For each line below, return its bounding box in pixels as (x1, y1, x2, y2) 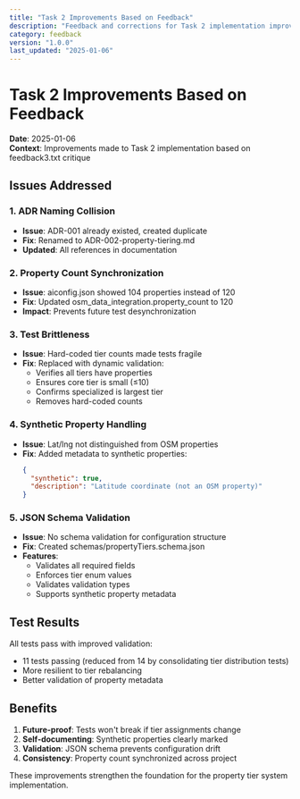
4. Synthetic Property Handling (9, 418, 147, 431)
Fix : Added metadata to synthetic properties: (21, 448, 187, 458)
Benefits (9, 701, 58, 716)
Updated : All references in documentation (21, 244, 178, 255)
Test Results (9, 614, 80, 630)
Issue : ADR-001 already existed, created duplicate (21, 225, 208, 236)
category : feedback (9, 29, 82, 38)
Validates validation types (35, 579, 130, 590)
